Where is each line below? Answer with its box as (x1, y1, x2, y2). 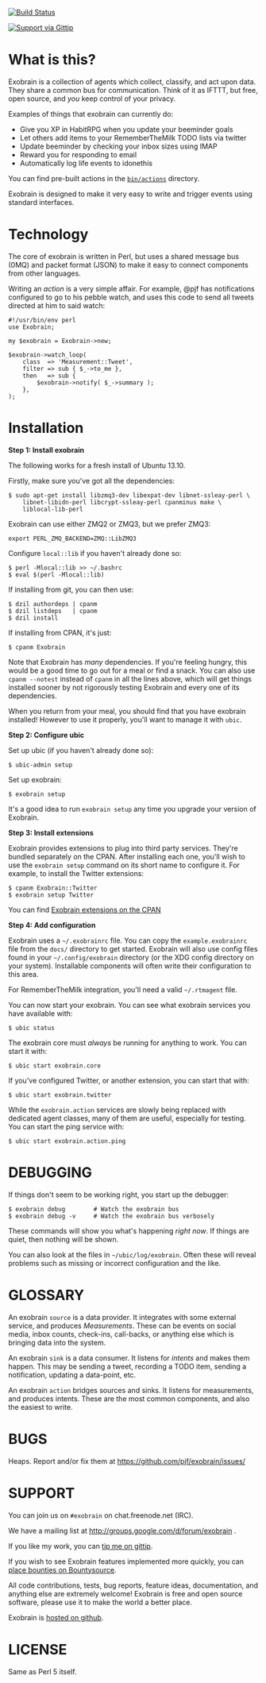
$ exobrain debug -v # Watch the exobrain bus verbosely (8, 1212, 215, 1220)
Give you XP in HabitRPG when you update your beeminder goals (19, 124, 233, 134)
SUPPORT (8, 1484, 75, 1502)
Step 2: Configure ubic (8, 730, 85, 739)
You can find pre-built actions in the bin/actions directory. (8, 173, 200, 183)
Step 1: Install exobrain (8, 445, 85, 454)
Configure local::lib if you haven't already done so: (8, 548, 182, 558)
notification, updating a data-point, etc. (8, 1370, 137, 1380)
